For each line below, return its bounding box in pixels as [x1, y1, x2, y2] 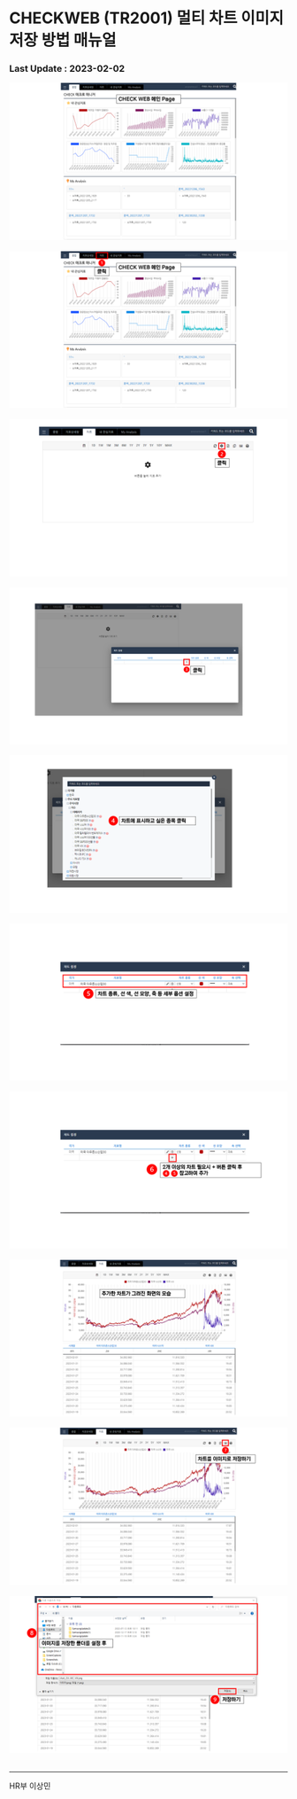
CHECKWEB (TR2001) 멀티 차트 [9, 8, 238, 28]
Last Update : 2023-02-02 [9, 63, 126, 75]
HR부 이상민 [9, 1780, 51, 1791]
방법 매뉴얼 [41, 30, 117, 51]
